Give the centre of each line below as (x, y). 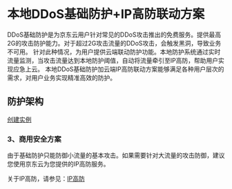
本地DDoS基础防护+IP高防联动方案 (106, 14)
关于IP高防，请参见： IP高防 (46, 179)
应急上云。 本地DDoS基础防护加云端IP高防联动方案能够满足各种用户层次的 (118, 69)
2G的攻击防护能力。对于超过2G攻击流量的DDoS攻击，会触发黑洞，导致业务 (114, 43)
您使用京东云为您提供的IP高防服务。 (58, 164)
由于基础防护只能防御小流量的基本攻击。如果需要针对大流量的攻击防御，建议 (116, 155)
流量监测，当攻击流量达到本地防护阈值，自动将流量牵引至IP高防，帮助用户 (113, 60)
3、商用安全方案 (35, 139)
